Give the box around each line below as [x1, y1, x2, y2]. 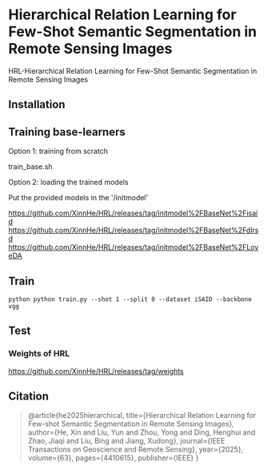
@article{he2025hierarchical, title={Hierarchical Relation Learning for [27, 411, 257, 420]
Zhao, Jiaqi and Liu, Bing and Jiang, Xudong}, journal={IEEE [27, 436, 225, 446]
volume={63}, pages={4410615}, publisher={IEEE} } [27, 453, 199, 463]
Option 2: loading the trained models [8, 178, 130, 187]
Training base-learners [8, 125, 126, 139]
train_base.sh [8, 162, 54, 171]
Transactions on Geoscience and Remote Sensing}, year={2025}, [27, 444, 244, 454]
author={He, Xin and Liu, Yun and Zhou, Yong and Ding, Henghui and [27, 428, 256, 437]
